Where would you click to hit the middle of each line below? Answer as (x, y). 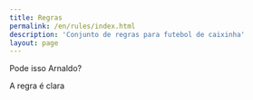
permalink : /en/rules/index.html (73, 26)
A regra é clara (37, 86)
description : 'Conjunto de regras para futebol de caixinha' (127, 34)
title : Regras (36, 18)
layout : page (34, 43)
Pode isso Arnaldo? (46, 68)
